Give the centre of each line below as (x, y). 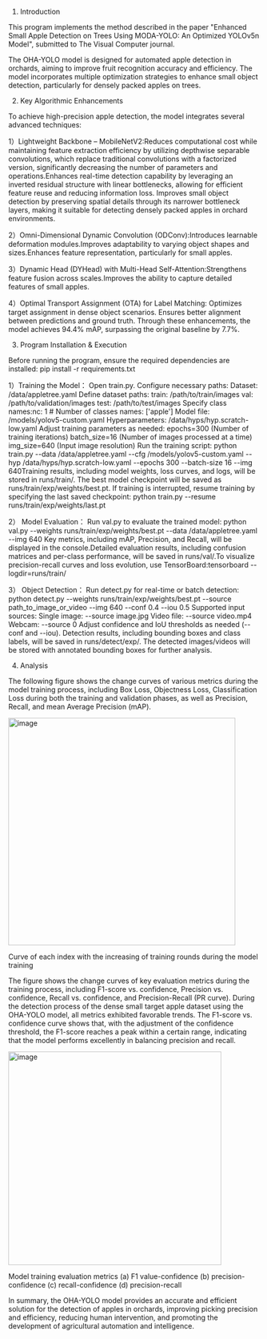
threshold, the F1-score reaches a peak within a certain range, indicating (128, 1032)
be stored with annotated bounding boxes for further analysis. (110, 650)
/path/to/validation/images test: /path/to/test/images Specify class (118, 403)
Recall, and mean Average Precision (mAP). (80, 706)
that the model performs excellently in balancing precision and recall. (122, 1040)
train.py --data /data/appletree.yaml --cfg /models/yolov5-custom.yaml (126, 454)
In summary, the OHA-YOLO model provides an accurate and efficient (123, 1301)
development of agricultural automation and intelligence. (101, 1326)
